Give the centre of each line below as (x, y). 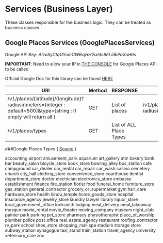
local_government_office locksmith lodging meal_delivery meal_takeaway (78, 204)
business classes (22, 27)
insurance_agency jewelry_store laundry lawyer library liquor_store (72, 199)
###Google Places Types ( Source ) (41, 148)
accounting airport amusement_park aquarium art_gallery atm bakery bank (80, 158)
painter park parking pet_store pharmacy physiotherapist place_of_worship (80, 215)
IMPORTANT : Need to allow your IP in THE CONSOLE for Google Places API (81, 64)
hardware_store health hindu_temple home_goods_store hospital (69, 194)
